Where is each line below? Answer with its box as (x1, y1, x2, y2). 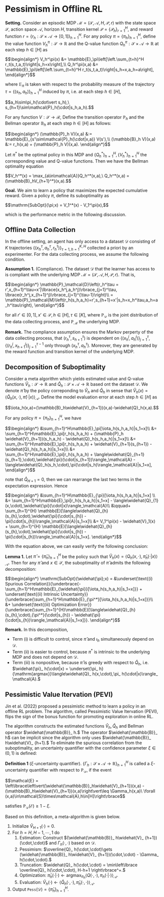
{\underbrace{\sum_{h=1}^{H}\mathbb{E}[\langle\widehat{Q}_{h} (5, 607, 136, 613)
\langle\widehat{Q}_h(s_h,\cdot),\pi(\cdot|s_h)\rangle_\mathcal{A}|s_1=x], (5, 462, 152, 468)
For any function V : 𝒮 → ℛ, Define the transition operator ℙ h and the (5, 114, 144, 121)
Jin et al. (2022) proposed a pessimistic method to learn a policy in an (5, 703, 145, 709)
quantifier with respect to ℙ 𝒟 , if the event (29, 767, 112, 774)
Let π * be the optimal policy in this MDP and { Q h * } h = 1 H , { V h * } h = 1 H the (5, 151, 147, 159)
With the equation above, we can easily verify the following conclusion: (5, 543, 148, 549)
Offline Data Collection (5, 226, 76, 234)
